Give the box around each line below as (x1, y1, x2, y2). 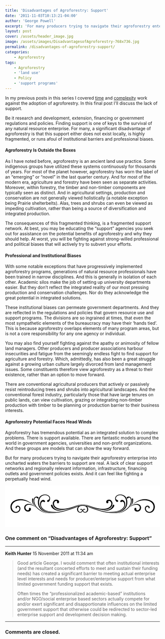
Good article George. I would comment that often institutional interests (17, 560, 160, 566)
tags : (5, 60, 16, 65)
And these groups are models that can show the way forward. (5, 446, 130, 451)
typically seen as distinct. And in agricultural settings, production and (5, 190, 145, 196)
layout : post (5, 29, 32, 34)
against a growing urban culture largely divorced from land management (5, 361, 152, 367)
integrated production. (5, 211, 51, 217)
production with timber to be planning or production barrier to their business (5, 402, 160, 408)
